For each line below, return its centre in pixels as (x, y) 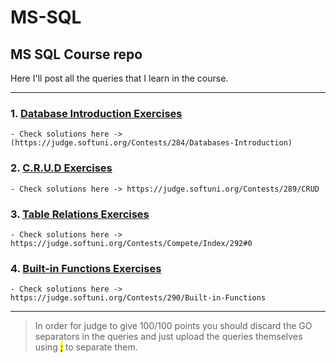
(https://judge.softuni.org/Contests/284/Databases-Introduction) (151, 143)
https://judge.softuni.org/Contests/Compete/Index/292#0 (131, 243)
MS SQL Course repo (76, 54)
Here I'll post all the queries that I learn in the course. (119, 78)
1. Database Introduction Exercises (96, 113)
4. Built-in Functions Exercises (86, 268)
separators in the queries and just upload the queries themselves (168, 337)
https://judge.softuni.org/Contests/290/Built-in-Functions (138, 298)
